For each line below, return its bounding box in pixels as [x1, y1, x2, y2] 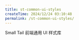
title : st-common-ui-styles [5, 7, 62, 12]
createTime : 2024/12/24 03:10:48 [5, 12, 72, 16]
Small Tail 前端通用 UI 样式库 [5, 30, 62, 36]
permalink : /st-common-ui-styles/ [5, 16, 75, 21]
